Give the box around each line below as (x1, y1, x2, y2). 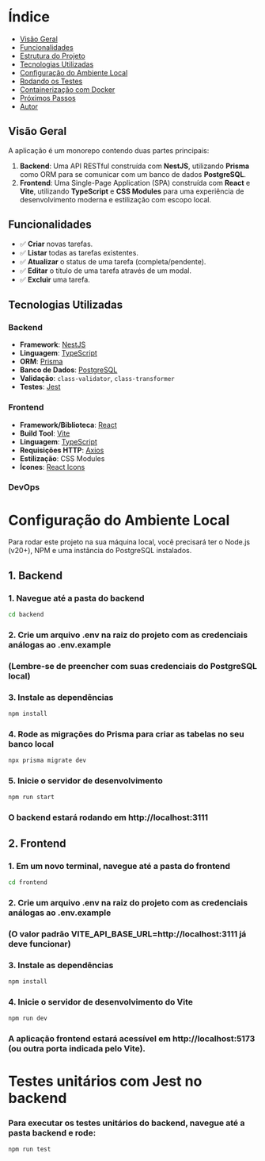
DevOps (8, 482, 40, 493)
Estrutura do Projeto (19, 51, 85, 60)
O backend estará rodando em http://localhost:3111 (8, 812, 208, 823)
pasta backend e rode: (8, 1128, 97, 1139)
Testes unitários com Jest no (8, 1072, 203, 1090)
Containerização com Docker (19, 84, 115, 94)
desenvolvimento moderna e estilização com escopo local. (19, 194, 212, 204)
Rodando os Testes (19, 76, 83, 86)
